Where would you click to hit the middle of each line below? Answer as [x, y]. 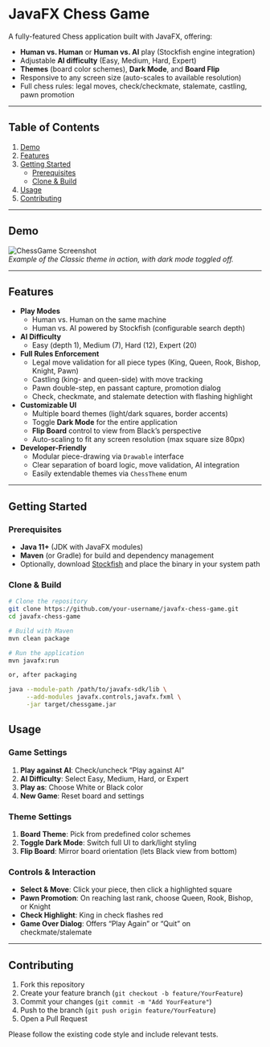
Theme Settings [40, 816]
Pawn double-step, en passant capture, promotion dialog [126, 388]
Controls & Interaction [52, 872]
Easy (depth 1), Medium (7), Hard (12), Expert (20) [114, 345]
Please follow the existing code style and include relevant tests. [113, 1034]
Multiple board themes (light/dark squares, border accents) [130, 414]
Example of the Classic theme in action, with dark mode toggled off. [121, 259]
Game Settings [38, 752]
